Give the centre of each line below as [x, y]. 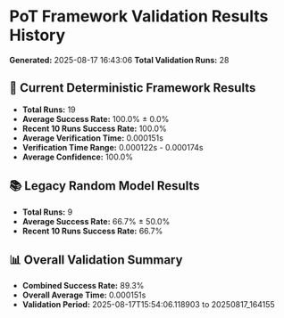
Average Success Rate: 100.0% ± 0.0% [96, 118]
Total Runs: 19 [49, 110]
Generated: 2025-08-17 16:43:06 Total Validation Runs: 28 [119, 60]
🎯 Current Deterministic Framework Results [133, 88]
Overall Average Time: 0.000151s [84, 295]
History [38, 35]
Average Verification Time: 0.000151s [92, 138]
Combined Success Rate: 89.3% [83, 286]
